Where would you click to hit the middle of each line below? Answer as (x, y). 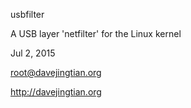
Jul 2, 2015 (33, 53)
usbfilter (27, 14)
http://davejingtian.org (56, 92)
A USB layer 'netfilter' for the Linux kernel (96, 33)
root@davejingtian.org (56, 72)
